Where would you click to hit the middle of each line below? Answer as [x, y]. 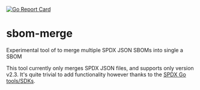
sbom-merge [40, 34]
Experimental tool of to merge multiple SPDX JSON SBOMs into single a [95, 50]
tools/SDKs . [21, 80]
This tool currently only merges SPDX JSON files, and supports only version [100, 68]
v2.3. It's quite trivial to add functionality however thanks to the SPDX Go [96, 74]
